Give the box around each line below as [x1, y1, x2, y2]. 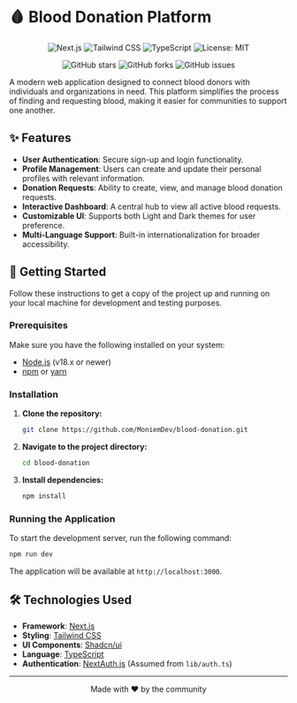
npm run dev [9, 550, 53, 559]
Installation [9, 388, 59, 400]
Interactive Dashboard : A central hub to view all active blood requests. [21, 201, 281, 212]
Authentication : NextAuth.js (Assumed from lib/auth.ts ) [21, 658, 232, 668]
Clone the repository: [21, 408, 103, 419]
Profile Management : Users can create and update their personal [21, 163, 262, 174]
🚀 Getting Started [9, 265, 107, 280]
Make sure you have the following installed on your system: [9, 339, 225, 350]
